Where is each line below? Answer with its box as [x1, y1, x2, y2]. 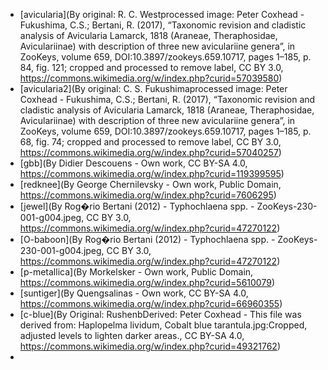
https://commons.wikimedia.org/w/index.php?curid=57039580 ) [19, 72, 283, 84]
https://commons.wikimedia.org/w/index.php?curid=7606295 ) [19, 189, 277, 201]
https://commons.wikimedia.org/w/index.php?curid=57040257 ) [19, 147, 282, 158]
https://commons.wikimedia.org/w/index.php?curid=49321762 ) [19, 340, 281, 352]
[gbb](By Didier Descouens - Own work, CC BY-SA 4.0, [19, 157, 248, 169]
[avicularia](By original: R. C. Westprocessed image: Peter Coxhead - [19, 9, 305, 20]
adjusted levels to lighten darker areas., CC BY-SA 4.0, [19, 330, 245, 341]
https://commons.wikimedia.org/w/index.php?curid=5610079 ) [19, 277, 275, 288]
